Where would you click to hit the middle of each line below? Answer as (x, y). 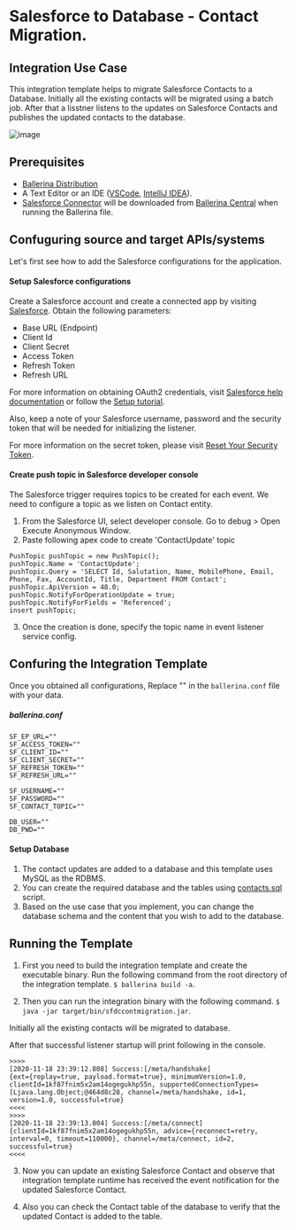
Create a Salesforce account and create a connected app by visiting (133, 301)
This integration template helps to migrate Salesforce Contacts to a (131, 89)
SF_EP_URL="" (33, 736)
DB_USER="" (29, 821)
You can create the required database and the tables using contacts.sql (152, 888)
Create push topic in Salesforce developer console (104, 475)
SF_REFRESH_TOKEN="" (47, 767)
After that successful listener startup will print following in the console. (138, 1045)
